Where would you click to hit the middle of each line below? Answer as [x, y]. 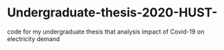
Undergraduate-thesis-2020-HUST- [112, 13]
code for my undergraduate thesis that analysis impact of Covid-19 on [106, 32]
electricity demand [34, 38]
